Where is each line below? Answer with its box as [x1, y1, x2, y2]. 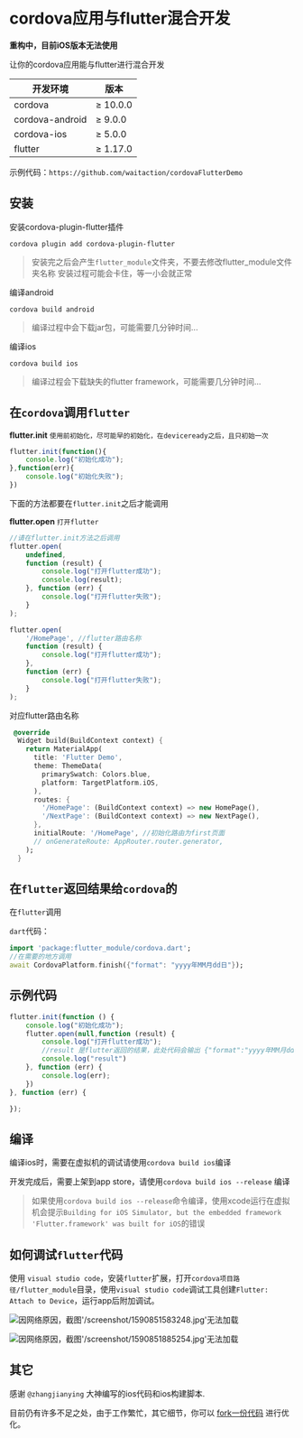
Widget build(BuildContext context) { [17, 737, 164, 746]
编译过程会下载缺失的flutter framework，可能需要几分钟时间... [31, 376, 262, 386]
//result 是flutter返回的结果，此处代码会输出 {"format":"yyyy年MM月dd [41, 1046, 295, 1055]
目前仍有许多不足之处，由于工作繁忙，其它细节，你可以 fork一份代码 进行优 [9, 1407, 290, 1418]
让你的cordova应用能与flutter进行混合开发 [9, 59, 165, 70]
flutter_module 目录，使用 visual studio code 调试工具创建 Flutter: [20, 1284, 269, 1295]
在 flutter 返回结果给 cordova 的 [9, 881, 178, 896]
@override [13, 728, 50, 737]
